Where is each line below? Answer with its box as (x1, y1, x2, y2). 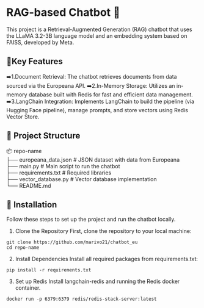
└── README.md (6, 182, 51, 189)
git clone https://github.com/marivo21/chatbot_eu (6, 239, 138, 246)
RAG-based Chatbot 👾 (6, 5, 120, 20)
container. (15, 284, 41, 292)
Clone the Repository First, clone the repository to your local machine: (15, 227, 192, 235)
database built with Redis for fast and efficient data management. (28, 91, 194, 98)
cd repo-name (6, 245, 40, 251)
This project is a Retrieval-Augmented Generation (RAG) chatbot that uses (6, 26, 192, 33)
